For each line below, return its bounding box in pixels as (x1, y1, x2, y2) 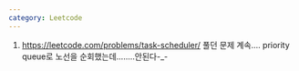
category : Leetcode (8, 13, 83, 23)
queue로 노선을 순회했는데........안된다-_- (21, 51, 169, 62)
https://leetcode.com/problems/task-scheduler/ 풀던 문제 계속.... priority (21, 39, 291, 50)
